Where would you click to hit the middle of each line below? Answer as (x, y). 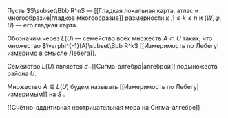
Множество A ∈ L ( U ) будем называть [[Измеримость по (91, 87)
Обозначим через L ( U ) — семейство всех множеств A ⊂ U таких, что (110, 38)
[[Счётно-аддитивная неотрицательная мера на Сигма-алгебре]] (104, 107)
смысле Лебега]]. (70, 53)
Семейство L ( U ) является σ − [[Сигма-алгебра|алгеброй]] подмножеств (113, 66)
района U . (22, 73)
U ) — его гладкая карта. (42, 25)
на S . (57, 94)
